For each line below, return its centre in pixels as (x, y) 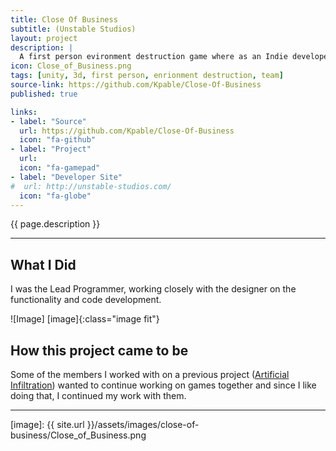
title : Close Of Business (64, 19)
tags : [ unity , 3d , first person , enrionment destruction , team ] (147, 76)
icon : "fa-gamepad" (60, 168)
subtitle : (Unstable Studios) (73, 29)
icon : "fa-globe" (55, 196)
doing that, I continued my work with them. (98, 395)
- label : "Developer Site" (66, 177)
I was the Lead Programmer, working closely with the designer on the (153, 289)
